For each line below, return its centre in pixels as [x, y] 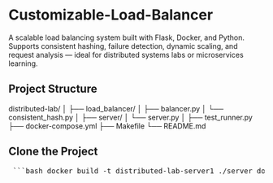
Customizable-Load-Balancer [111, 15]
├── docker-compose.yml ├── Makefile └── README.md [107, 126]
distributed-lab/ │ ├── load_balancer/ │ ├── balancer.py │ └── [116, 108]
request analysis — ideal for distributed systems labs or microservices [126, 54]
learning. [23, 63]
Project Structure [53, 89]
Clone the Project [53, 152]
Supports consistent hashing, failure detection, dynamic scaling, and [123, 46]
